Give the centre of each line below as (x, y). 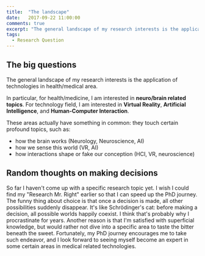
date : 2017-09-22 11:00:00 (43, 18)
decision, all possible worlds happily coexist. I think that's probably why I (98, 213)
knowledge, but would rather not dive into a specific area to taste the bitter (100, 227)
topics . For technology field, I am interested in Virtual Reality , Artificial (96, 104)
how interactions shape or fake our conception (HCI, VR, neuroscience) (105, 154)
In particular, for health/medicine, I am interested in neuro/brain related (96, 98)
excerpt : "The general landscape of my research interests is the (92, 29)
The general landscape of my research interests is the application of (92, 79)
